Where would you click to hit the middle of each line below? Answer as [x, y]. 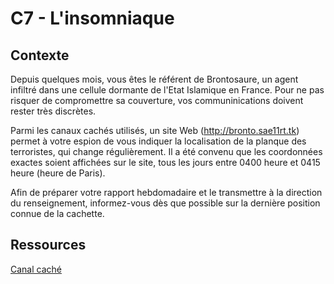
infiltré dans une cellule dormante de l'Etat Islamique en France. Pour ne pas [167, 90]
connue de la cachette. [57, 213]
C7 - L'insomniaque [92, 18]
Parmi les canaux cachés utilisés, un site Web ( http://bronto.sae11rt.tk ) [155, 130]
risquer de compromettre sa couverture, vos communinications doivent [157, 100]
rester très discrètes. [53, 111]
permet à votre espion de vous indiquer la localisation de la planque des [158, 141]
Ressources [48, 245]
